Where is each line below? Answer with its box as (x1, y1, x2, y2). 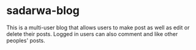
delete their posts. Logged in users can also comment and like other (6, 30, 178, 37)
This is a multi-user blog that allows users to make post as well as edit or (6, 24, 190, 31)
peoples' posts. (6, 37, 46, 44)
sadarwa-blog (6, 4, 80, 18)
